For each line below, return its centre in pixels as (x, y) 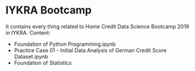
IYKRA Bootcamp (49, 10)
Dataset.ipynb (31, 56)
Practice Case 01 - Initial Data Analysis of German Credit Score (90, 50)
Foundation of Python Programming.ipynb (65, 44)
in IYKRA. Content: (28, 32)
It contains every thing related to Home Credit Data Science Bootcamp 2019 (97, 26)
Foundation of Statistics (43, 63)
